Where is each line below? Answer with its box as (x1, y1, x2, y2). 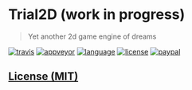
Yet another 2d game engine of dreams (27, 32, 157, 41)
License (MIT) (8, 69, 79, 84)
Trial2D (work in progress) (8, 6, 186, 24)
